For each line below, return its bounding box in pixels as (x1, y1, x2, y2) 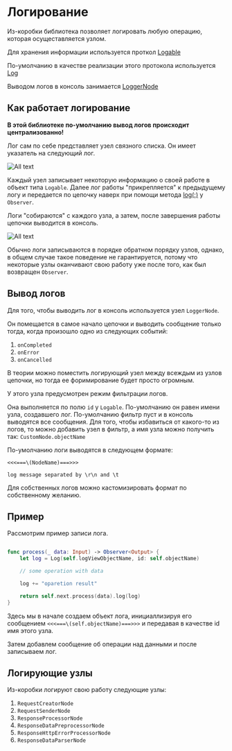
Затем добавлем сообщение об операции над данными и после (7, 639, 197, 648)
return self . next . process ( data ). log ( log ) (19, 592, 141, 600)
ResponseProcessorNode (17, 715, 83, 722)
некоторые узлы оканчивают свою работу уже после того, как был (7, 260, 206, 268)
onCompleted (17, 341, 52, 349)
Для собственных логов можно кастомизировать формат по (7, 483, 187, 492)
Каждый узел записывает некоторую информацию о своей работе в (7, 175, 210, 184)
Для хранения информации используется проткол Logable (7, 48, 181, 56)
